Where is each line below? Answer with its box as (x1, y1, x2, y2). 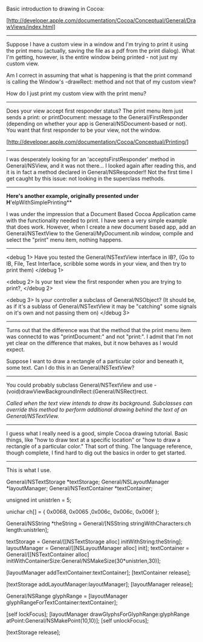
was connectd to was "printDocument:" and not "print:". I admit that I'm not (6, 333, 193, 340)
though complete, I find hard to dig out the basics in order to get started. (6, 449, 187, 456)
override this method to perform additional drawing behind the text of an (6, 406, 187, 413)
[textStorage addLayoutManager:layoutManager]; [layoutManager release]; (6, 581, 193, 588)
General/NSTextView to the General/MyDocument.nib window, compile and (6, 230, 193, 237)
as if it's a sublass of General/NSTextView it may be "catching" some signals (6, 303, 197, 310)
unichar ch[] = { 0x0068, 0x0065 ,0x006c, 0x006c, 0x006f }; (6, 508, 159, 515)
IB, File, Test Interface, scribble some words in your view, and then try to (6, 260, 186, 267)
